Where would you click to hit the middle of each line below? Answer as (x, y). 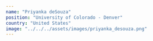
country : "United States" (38, 23)
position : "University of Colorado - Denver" (64, 17)
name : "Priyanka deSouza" (38, 12)
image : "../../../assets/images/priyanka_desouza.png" (76, 29)
